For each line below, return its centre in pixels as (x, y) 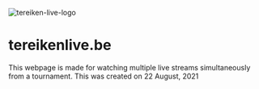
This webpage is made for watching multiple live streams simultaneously (129, 67)
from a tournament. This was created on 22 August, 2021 (104, 76)
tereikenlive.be (60, 45)
